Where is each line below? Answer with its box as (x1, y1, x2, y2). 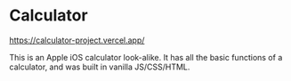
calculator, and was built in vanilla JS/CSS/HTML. (9, 61, 190, 72)
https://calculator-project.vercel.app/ (9, 35, 145, 45)
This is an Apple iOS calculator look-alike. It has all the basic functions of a (9, 52, 283, 62)
